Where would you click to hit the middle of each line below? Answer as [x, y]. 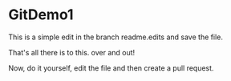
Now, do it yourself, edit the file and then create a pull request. [111, 68]
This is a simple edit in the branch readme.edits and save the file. [115, 37]
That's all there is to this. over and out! [72, 52]
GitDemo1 [41, 15]
